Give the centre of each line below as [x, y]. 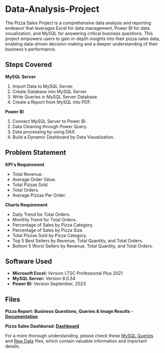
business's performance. [30, 49]
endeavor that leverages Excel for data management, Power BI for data [78, 28]
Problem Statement [36, 153]
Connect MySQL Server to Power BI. [49, 121]
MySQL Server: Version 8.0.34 [44, 279]
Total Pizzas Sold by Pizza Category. [50, 235]
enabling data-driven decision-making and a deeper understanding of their [82, 44]
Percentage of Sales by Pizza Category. [53, 225]
